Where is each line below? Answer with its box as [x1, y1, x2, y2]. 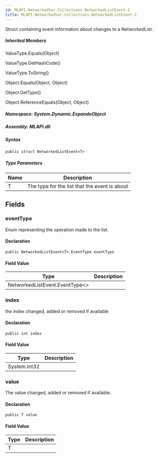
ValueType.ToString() [5, 70, 49, 76]
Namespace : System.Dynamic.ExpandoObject [5, 111, 106, 117]
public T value [5, 412, 37, 418]
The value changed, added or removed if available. [5, 390, 111, 396]
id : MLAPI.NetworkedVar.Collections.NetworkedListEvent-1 [5, 7, 130, 13]
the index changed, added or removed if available [5, 308, 109, 314]
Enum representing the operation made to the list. [5, 226, 109, 233]
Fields [5, 200, 25, 209]
